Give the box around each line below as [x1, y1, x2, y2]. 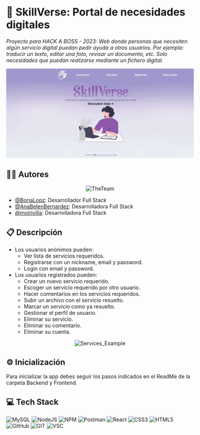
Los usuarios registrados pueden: [14, 271, 98, 278]
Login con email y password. [23, 265, 95, 273]
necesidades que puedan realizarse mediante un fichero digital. [6, 57, 164, 64]
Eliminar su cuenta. [23, 328, 71, 336]
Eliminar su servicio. [23, 315, 73, 323]
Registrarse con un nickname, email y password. [23, 259, 143, 266]
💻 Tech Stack [6, 397, 59, 407]
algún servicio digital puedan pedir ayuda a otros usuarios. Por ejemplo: [6, 44, 185, 51]
